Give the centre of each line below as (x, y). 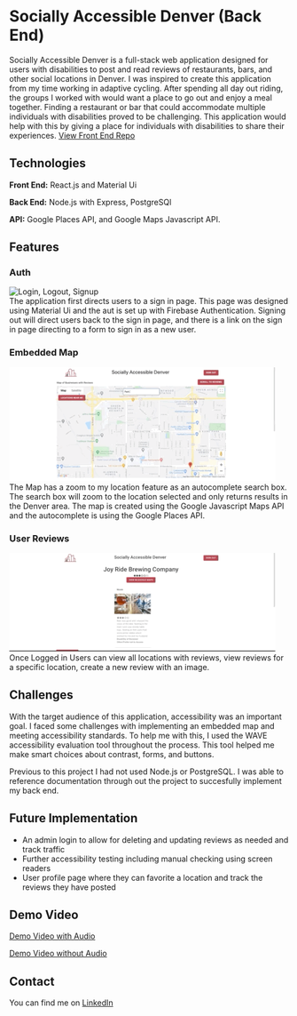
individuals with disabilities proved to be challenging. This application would (148, 116)
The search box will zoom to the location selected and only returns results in (148, 496)
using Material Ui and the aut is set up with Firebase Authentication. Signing (148, 311)
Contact (32, 981)
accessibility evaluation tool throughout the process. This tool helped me (142, 745)
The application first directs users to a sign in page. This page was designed (148, 301)
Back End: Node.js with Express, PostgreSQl (90, 202)
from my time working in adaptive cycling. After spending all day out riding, (146, 88)
